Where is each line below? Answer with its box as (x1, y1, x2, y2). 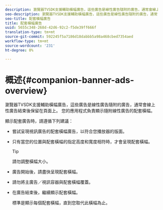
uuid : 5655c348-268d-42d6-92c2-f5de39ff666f (5, 25, 97, 30)
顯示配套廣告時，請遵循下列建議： (5, 118, 73, 124)
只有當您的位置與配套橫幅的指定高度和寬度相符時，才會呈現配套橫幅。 (12, 139, 153, 145)
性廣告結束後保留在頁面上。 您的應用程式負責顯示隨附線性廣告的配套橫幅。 (5, 108, 155, 114)
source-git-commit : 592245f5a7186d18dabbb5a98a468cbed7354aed (5, 35, 133, 39)
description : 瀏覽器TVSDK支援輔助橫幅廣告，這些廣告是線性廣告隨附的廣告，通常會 (5, 7, 153, 12)
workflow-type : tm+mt (5, 39, 49, 44)
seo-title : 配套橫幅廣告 (5, 16, 51, 21)
